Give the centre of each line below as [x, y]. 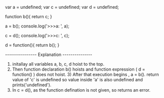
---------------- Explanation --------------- [49, 54]
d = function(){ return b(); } [32, 45]
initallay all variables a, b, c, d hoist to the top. [58, 64]
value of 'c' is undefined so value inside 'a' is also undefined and [77, 80]
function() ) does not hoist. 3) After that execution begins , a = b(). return [85, 74]
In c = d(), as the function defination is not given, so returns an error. [81, 90]
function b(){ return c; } [29, 16]
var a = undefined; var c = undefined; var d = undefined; [62, 7]
